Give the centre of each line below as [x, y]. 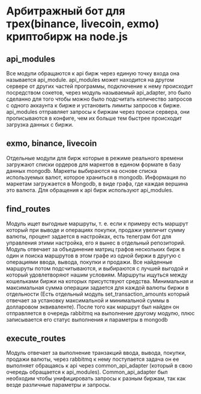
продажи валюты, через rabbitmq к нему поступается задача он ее [93, 359]
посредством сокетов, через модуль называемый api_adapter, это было [99, 92]
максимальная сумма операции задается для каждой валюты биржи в [97, 287]
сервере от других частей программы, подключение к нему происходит [100, 86]
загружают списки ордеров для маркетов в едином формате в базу [94, 164]
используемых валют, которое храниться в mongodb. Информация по [96, 177]
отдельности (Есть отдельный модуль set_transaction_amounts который [98, 294]
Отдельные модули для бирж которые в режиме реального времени [95, 158]
